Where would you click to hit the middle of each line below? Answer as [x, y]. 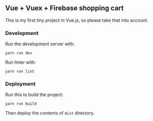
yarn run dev [19, 53]
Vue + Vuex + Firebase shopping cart [64, 8]
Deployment [20, 84]
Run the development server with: [40, 44]
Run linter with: [21, 62]
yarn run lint [20, 72]
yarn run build [21, 104]
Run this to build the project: [34, 95]
